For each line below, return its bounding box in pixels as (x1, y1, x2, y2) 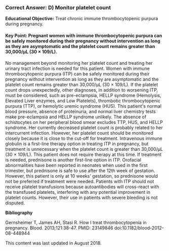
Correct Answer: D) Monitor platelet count (5, 4, 111, 11)
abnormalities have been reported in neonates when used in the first (5, 162, 148, 168)
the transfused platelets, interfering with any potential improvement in (5, 189, 151, 195)
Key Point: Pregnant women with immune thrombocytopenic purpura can (5, 32, 162, 38)
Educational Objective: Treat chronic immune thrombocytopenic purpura (5, 16, 158, 22)
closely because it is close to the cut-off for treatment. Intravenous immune (5, 135, 163, 141)
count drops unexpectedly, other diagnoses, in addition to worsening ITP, (5, 87, 158, 93)
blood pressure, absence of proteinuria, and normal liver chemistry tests (5, 108, 156, 114)
